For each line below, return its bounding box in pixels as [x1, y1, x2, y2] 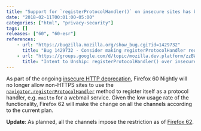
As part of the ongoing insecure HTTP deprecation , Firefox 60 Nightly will [6, 75, 187, 82]
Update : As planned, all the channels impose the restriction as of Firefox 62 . [6, 118, 194, 125]
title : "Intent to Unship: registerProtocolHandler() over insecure [22, 58, 197, 64]
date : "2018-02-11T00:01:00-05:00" [6, 14, 95, 20]
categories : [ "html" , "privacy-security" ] [6, 20, 114, 26]
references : [6, 36, 36, 42]
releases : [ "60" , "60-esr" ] [6, 31, 77, 37]
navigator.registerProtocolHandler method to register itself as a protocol [6, 88, 189, 95]
